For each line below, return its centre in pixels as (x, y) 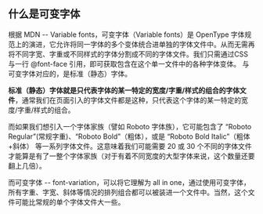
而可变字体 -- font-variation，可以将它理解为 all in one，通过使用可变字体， (129, 182)
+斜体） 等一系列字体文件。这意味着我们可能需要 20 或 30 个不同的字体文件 (130, 146)
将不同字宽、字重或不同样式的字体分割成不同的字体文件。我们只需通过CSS (128, 54)
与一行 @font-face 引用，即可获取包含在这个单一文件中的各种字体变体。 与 (129, 63)
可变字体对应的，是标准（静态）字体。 (70, 74)
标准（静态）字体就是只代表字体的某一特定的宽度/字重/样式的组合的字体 (124, 90)
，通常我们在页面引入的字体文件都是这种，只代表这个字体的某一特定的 (128, 100)
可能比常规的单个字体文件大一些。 (70, 201)
